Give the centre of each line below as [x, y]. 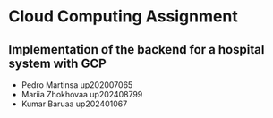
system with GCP [57, 63]
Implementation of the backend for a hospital [136, 50]
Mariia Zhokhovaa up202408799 [82, 94]
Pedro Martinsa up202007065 [77, 85]
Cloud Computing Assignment [123, 17]
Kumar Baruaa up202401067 [74, 104]
